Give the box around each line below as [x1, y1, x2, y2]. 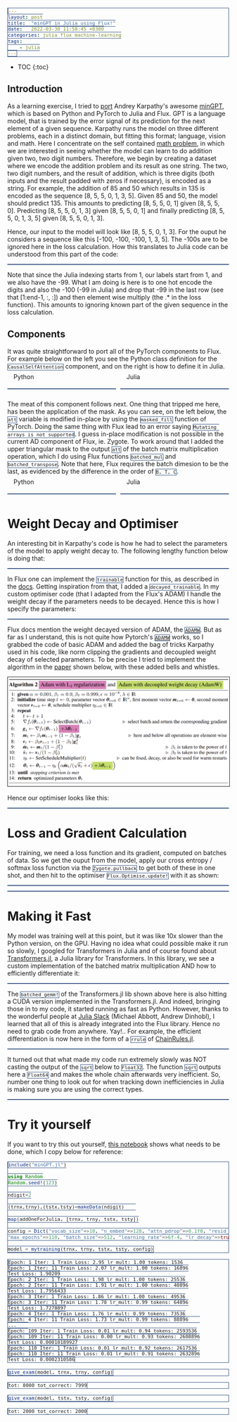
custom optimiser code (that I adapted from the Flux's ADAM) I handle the [7, 589, 222, 598]
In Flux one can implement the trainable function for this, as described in [7, 575, 219, 583]
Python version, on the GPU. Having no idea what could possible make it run [7, 939, 229, 947]
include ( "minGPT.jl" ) [8, 1161, 67, 1168]
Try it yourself [7, 1117, 91, 1133]
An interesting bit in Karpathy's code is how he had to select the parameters [7, 539, 228, 547]
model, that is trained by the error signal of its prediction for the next [7, 117, 205, 125]
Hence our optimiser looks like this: [7, 794, 110, 802]
